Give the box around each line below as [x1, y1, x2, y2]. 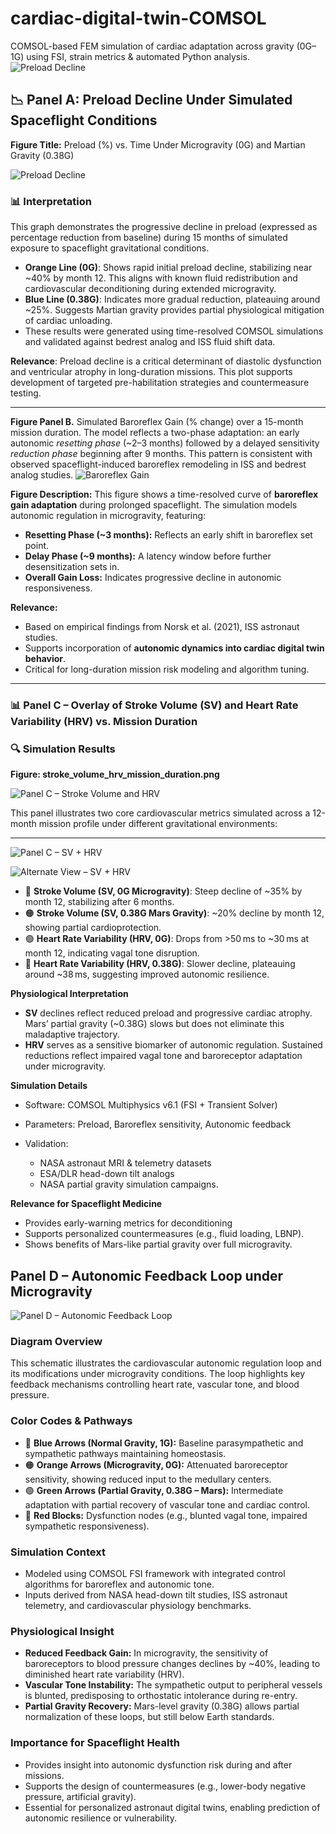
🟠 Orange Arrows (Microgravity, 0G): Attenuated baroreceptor [24, 1458, 289, 1471]
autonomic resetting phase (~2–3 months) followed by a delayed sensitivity [10, 437, 320, 449]
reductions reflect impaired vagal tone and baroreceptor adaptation [24, 1050, 303, 1062]
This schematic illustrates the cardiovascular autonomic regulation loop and [10, 1357, 322, 1369]
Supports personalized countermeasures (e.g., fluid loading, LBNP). [24, 1228, 305, 1240]
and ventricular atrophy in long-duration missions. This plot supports [10, 366, 293, 378]
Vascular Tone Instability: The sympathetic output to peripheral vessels [24, 1679, 323, 1691]
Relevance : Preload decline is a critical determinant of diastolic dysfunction [10, 355, 322, 367]
